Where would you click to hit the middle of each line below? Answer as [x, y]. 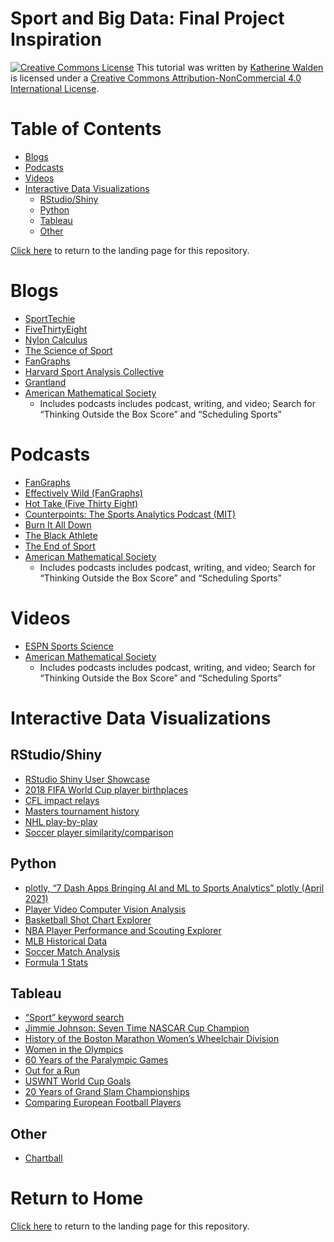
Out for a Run [52, 1071]
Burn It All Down [58, 524]
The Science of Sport [68, 350]
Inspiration [56, 39]
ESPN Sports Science [69, 646]
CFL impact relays [62, 800]
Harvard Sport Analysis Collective [94, 371]
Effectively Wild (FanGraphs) [83, 493]
